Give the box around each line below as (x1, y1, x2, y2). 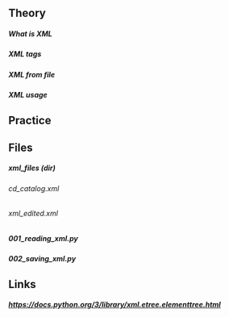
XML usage (8, 90, 48, 100)
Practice (8, 113, 52, 127)
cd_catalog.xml (8, 183, 60, 193)
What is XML (8, 28, 52, 39)
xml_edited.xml (8, 209, 59, 219)
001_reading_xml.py (8, 234, 78, 244)
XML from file (8, 69, 56, 79)
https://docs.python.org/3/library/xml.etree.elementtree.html (8, 300, 222, 310)
